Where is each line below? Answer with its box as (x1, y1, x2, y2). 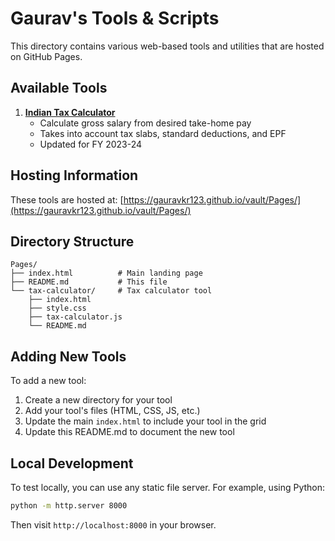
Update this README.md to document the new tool (24, 426, 235, 438)
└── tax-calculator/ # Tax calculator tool (10, 286, 213, 296)
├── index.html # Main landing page (10, 268, 203, 279)
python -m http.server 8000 (10, 501, 128, 511)
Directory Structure (10, 233, 135, 250)
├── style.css (28, 303, 87, 314)
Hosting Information (10, 167, 139, 184)
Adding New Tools (10, 348, 127, 365)
